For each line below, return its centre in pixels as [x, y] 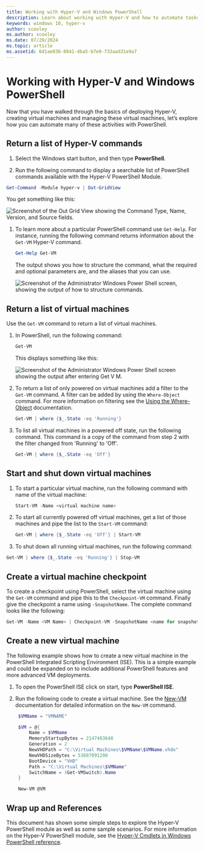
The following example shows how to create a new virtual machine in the [97, 656]
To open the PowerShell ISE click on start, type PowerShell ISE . [94, 687]
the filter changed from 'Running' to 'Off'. [66, 443]
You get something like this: [41, 199]
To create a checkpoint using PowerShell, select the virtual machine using [99, 591]
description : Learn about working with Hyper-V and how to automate [95, 18]
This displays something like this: [56, 358]
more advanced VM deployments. [49, 675]
